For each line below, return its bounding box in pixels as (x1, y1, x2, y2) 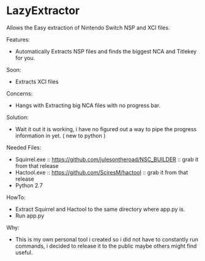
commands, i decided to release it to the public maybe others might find (15, 242, 197, 249)
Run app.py (15, 212, 45, 219)
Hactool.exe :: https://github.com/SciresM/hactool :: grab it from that (15, 168, 188, 176)
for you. (15, 54, 35, 61)
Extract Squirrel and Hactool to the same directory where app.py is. (15, 205, 185, 213)
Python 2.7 (15, 181, 43, 189)
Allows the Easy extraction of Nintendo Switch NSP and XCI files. (6, 24, 170, 31)
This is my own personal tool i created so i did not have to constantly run (15, 235, 199, 243)
